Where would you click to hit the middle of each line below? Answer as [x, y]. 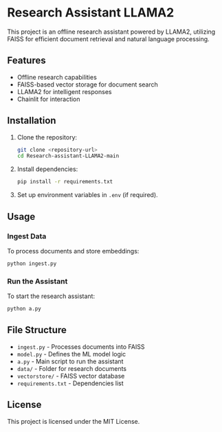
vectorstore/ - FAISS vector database [71, 376]
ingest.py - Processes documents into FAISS [81, 346]
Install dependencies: [47, 169]
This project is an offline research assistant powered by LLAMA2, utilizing [111, 32]
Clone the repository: [47, 137]
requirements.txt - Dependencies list [70, 383]
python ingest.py [32, 263]
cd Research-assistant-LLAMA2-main [68, 156]
